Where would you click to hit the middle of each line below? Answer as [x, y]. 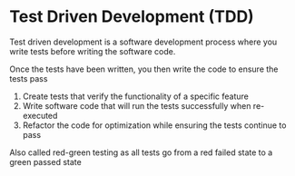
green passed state [45, 161]
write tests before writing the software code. [93, 51]
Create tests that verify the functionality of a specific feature [136, 96]
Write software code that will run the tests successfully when [137, 105]
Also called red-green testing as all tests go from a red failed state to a [141, 152]
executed [40, 115]
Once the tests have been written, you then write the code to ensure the [144, 69]
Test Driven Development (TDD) [132, 17]
